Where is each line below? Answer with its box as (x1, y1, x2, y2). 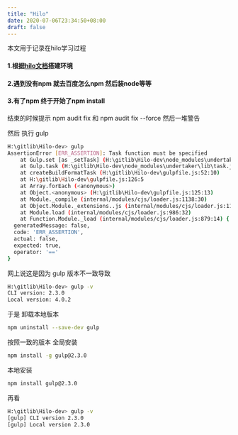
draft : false (7, 23, 46, 31)
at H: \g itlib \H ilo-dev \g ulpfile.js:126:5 (20, 176, 144, 183)
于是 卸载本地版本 (7, 310, 59, 319)
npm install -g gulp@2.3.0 (7, 352, 87, 359)
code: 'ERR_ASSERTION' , (13, 228, 84, 236)
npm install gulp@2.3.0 (7, 380, 78, 387)
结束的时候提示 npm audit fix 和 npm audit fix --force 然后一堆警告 (7, 114, 200, 122)
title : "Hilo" (7, 10, 50, 18)
